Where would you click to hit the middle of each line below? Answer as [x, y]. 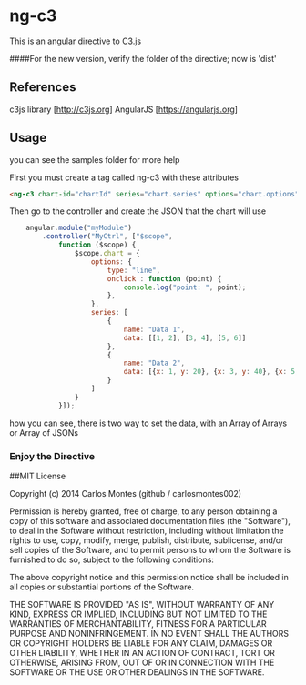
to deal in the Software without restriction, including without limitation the [147, 530]
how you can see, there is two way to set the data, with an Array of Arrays [148, 423]
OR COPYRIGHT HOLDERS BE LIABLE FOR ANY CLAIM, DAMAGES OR [141, 643]
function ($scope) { [97, 245]
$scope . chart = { [107, 254]
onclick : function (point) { [164, 278]
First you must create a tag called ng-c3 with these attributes [124, 177]
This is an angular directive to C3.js [76, 41]
